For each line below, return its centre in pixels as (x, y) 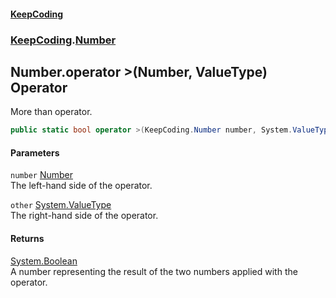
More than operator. (51, 112)
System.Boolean (44, 261)
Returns (27, 238)
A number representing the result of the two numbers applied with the (154, 271)
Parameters (35, 152)
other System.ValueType (61, 205)
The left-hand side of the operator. (81, 186)
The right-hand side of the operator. (84, 216)
